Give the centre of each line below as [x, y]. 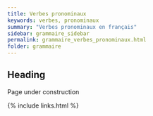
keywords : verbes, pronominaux [53, 20]
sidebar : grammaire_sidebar [49, 33]
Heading [26, 75]
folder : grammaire [34, 46]
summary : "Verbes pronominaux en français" [72, 27]
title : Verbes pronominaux [47, 14]
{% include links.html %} [43, 105]
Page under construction [43, 91]
